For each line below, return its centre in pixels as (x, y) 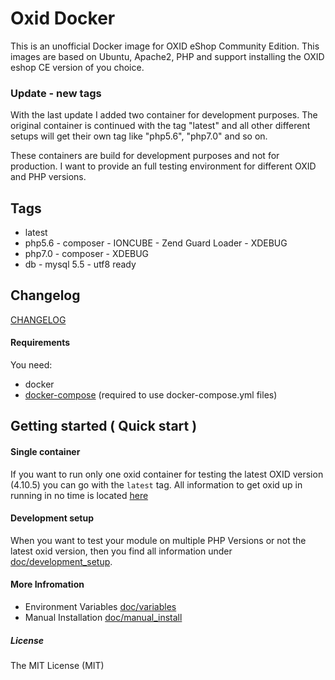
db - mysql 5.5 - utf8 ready (80, 264)
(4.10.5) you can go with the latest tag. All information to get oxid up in (156, 484)
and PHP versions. (48, 177)
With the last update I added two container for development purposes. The (164, 115)
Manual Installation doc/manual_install (103, 618)
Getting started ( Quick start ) (104, 426)
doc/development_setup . (61, 561)
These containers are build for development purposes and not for (145, 156)
